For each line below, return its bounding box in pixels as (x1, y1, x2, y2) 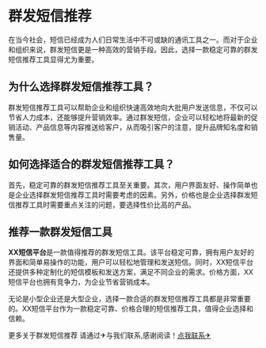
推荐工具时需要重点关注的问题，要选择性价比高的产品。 (14, 199, 196, 210)
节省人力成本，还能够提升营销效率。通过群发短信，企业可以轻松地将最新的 (8, 112, 251, 122)
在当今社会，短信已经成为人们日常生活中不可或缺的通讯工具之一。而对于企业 (8, 35, 258, 44)
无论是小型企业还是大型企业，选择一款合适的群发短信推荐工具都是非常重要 (8, 294, 251, 304)
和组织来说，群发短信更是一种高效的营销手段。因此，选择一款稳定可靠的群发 (8, 44, 258, 54)
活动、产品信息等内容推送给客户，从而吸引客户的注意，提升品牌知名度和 (14, 122, 251, 131)
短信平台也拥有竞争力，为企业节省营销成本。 (8, 278, 154, 287)
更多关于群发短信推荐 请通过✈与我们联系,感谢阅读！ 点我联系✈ (8, 331, 211, 340)
